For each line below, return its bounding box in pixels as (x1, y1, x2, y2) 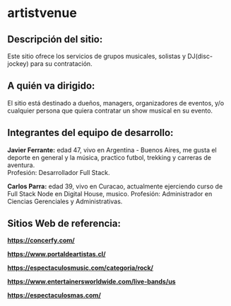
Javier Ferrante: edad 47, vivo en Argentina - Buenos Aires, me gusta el (7, 145, 217, 154)
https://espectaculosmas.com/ (7, 291, 101, 300)
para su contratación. (30, 59, 93, 68)
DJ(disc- (186, 52, 213, 60)
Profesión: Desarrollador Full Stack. (7, 168, 110, 176)
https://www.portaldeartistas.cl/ (7, 250, 106, 259)
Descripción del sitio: (7, 33, 103, 45)
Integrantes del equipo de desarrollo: (7, 127, 174, 139)
